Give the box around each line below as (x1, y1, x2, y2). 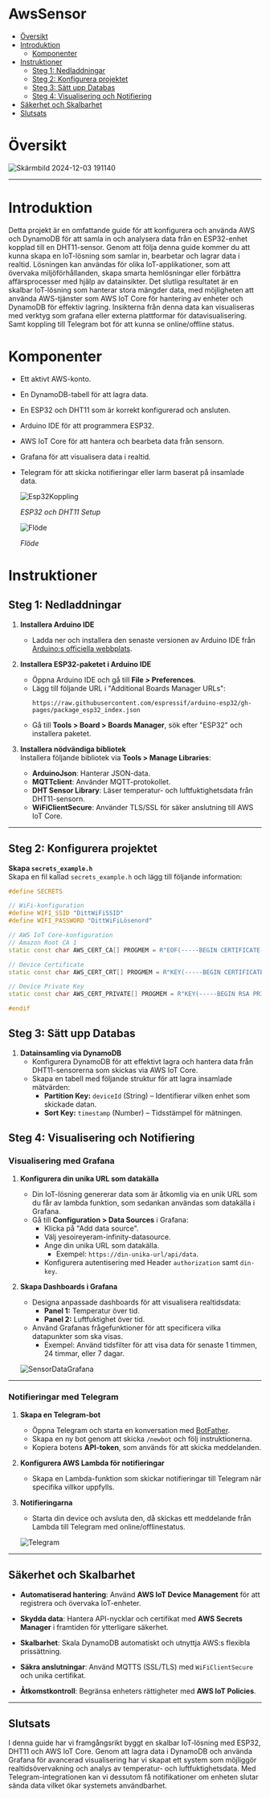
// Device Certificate (8, 960, 84, 969)
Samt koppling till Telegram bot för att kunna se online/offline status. (8, 319, 235, 329)
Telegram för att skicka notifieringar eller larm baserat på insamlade (19, 467, 245, 477)
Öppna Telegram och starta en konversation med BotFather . (31, 1425, 231, 1435)
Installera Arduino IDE (19, 620, 95, 629)
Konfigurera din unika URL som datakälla (19, 1173, 159, 1183)
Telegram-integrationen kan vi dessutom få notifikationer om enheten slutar (8, 1772, 259, 1782)
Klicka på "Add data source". (43, 1223, 139, 1233)
